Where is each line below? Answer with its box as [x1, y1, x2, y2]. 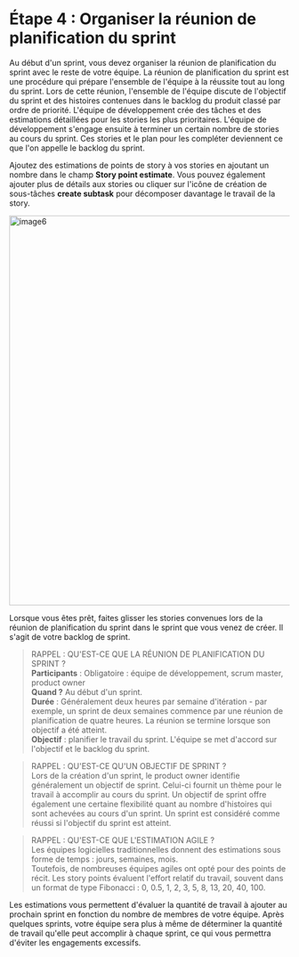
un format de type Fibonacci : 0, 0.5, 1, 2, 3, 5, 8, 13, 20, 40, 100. [30, 882, 266, 893]
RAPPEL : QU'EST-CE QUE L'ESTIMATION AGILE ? [30, 834, 215, 846]
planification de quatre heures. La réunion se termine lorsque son [30, 715, 271, 725]
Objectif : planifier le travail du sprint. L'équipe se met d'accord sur [30, 733, 278, 744]
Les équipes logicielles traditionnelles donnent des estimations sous [30, 844, 281, 855]
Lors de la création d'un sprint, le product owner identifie [30, 770, 240, 781]
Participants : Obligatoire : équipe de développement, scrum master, [30, 667, 284, 678]
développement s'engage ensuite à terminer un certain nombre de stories [9, 123, 279, 134]
